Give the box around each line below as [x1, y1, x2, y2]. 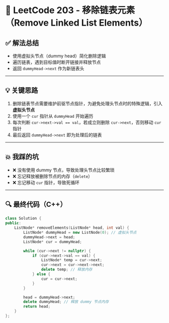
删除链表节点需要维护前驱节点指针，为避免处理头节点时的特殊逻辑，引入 [12, 100, 162, 106]
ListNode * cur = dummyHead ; [23, 239, 82, 244]
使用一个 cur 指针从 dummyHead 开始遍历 [12, 113, 94, 119]
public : [5, 221, 22, 226]
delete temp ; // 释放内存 [41, 267, 93, 272]
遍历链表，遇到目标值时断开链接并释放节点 [12, 59, 101, 65]
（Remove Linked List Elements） [5, 17, 148, 29]
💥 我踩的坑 [5, 152, 39, 161]
